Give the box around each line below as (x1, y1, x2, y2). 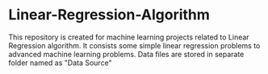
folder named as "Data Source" (8, 58, 112, 68)
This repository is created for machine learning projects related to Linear (8, 32, 249, 42)
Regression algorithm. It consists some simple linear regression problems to (8, 40, 261, 50)
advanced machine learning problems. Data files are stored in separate (8, 49, 245, 59)
